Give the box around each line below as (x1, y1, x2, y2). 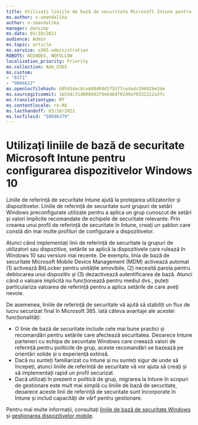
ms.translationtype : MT (6, 97, 65, 103)
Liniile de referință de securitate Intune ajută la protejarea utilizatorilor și (6, 196, 181, 203)
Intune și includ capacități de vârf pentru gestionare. (14, 395, 142, 402)
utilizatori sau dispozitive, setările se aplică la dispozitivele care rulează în (6, 245, 186, 253)
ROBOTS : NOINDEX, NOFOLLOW (6, 53, 73, 59)
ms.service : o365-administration (6, 47, 89, 53)
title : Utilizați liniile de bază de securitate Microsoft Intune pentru (6, 8, 192, 15)
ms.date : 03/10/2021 (6, 31, 57, 37)
